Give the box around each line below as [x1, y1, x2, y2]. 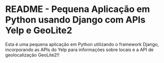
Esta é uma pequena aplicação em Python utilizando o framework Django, [5, 41, 159, 47]
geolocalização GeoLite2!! [5, 51, 60, 58]
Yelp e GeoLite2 [5, 25, 72, 36]
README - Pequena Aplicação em [5, 3, 150, 15]
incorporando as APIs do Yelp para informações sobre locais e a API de [5, 46, 154, 52]
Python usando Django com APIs [5, 14, 146, 25]
